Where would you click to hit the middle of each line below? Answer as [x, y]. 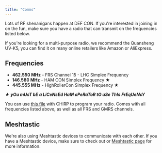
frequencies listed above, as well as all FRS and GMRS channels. [70, 109]
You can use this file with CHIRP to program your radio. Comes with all [75, 104]
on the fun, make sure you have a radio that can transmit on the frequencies [81, 28]
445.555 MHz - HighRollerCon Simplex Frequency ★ [65, 85]
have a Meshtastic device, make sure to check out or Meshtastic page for [78, 141]
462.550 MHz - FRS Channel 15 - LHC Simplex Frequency [70, 75]
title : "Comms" [20, 9]
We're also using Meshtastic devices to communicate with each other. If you [81, 136]
